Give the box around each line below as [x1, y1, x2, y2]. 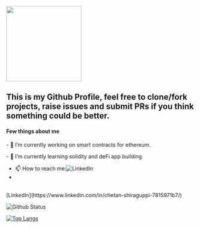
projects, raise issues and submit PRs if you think [6, 102, 194, 112]
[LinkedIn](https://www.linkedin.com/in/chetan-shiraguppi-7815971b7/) [6, 191, 182, 199]
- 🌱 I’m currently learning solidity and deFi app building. [6, 153, 144, 160]
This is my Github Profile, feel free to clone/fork [6, 92, 188, 102]
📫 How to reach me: [14, 165, 67, 172]
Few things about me [6, 128, 60, 135]
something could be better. [6, 111, 110, 121]
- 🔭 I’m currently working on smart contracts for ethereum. [6, 141, 151, 148]
